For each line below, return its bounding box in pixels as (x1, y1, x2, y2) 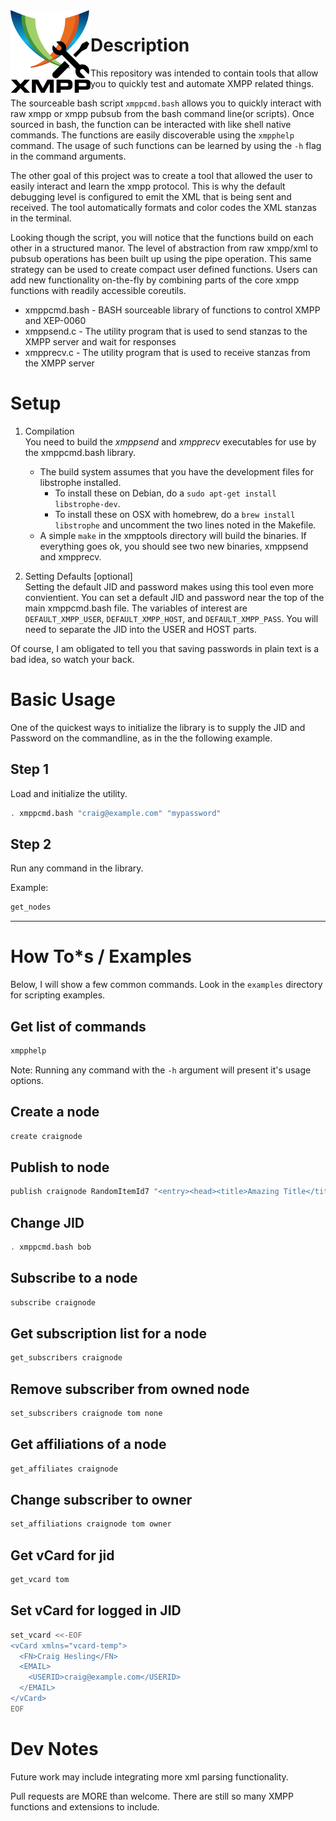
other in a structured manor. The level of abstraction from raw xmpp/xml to (10, 242, 319, 254)
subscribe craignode (10, 1297, 97, 1308)
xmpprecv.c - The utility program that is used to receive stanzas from (24, 346, 311, 358)
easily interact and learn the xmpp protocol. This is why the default (10, 180, 286, 192)
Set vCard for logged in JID (10, 1602, 182, 1619)
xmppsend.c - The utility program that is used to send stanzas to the (24, 325, 308, 337)
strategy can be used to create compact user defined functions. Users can (10, 263, 318, 275)
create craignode (10, 1131, 83, 1141)
